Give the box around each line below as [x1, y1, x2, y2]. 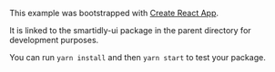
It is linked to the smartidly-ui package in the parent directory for [9, 25, 252, 35]
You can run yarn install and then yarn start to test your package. [9, 52, 266, 62]
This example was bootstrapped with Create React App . [9, 8, 219, 18]
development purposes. [9, 35, 99, 45]
